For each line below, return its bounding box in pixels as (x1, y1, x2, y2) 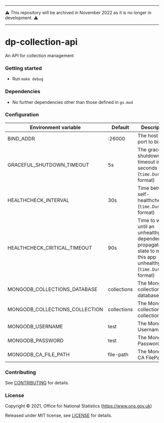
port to (137, 138, 153, 145)
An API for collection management (5, 52, 74, 59)
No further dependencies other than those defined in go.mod (12, 99, 133, 105)
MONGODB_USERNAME (7, 323, 63, 330)
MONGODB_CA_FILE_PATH (7, 351, 70, 358)
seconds (137, 164, 158, 171)
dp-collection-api (5, 37, 78, 48)
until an (137, 223, 155, 230)
